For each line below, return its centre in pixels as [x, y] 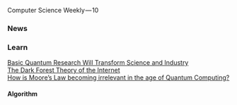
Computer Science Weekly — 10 [53, 10]
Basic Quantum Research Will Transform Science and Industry [98, 63]
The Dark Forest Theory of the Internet [64, 70]
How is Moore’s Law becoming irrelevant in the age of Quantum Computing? [118, 78]
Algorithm [22, 94]
